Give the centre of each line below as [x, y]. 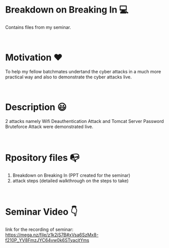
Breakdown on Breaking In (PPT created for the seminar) [71, 175]
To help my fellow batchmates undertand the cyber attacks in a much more [83, 71]
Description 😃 [36, 107]
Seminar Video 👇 [41, 212]
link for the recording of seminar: [39, 229]
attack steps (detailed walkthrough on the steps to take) [70, 181]
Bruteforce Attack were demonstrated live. [49, 127]
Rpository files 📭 [42, 158]
